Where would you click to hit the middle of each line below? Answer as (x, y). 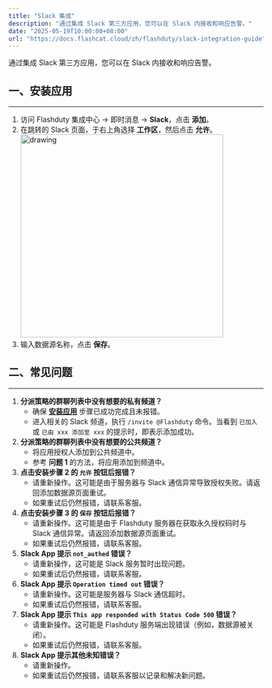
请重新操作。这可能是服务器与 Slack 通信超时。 (111, 594)
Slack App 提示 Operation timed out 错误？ (92, 584)
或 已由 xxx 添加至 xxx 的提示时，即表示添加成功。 (115, 431)
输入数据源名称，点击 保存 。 (67, 344)
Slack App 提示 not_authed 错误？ (76, 553)
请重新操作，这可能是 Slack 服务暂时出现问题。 (111, 563)
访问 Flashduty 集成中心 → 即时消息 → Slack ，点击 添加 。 (117, 119)
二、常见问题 (40, 372)
